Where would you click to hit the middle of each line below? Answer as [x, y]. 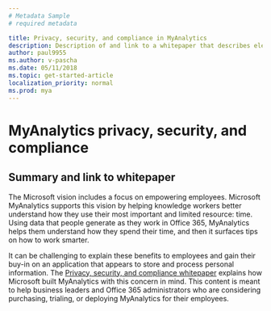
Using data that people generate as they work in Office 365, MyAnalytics [129, 222]
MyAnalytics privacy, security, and [128, 130]
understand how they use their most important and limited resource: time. [131, 214]
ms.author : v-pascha [43, 61]
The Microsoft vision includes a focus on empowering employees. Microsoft [134, 197]
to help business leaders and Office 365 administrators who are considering [135, 290]
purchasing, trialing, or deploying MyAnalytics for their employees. [119, 298]
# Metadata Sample [39, 16]
